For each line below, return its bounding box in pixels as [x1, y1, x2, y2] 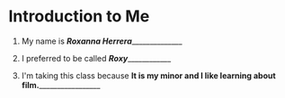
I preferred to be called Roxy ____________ [21, 53, 172, 63]
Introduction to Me [8, 6, 150, 27]
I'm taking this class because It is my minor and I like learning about [21, 69, 276, 81]
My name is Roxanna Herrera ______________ [21, 36, 183, 46]
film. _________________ [21, 79, 101, 90]
